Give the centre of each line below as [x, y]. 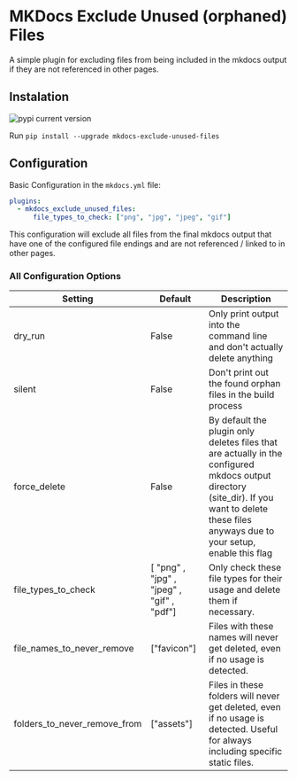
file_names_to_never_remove [74, 649]
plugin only [232, 432]
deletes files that [244, 442]
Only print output [244, 314]
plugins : [25, 201]
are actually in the [246, 454]
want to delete [238, 509]
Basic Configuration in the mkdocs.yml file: [85, 184]
